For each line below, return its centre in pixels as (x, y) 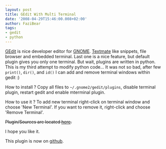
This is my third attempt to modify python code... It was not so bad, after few (83, 67)
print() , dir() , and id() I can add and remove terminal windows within (78, 72)
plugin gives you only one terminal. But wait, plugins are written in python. (80, 62)
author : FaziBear (23, 23)
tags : (11, 28)
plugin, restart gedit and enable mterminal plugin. (55, 92)
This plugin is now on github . (35, 141)
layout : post (19, 10)
